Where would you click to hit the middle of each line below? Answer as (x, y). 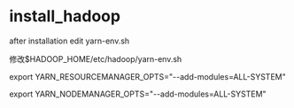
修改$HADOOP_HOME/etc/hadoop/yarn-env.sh (96, 58)
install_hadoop (65, 16)
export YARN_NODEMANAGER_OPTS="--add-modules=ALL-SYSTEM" (138, 94)
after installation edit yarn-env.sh (70, 41)
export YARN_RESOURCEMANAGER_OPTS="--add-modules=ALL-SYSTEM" (147, 76)
